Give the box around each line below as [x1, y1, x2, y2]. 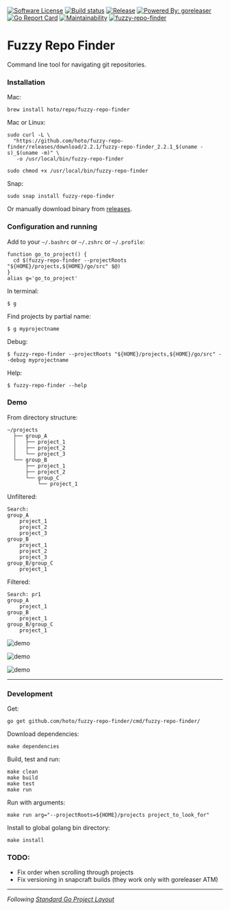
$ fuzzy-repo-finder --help [7, 382, 88, 389]
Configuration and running [7, 222, 98, 232]
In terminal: [7, 286, 39, 295]
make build [7, 774, 38, 781]
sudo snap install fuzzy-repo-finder [7, 193, 115, 200]
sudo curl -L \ [7, 132, 51, 138]
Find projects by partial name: [7, 312, 91, 320]
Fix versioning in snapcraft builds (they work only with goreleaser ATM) [16, 876, 218, 884]
